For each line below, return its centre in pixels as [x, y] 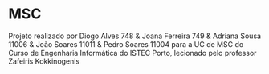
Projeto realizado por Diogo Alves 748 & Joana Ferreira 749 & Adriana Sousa [135, 36]
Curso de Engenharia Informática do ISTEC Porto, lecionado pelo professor [132, 53]
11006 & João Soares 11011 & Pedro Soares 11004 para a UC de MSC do [126, 44]
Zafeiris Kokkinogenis [44, 61]
